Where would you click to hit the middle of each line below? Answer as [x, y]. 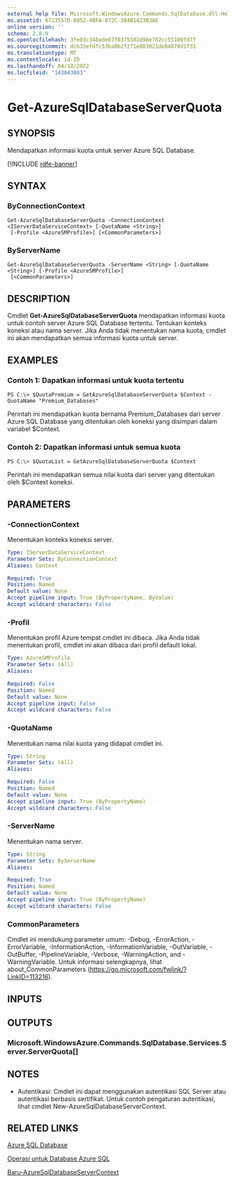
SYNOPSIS [31, 133]
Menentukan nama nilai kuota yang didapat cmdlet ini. [85, 743]
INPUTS [25, 999]
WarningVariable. [32, 962]
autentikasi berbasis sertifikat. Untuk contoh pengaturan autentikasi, [116, 1099]
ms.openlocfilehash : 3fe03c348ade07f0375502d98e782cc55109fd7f [102, 40]
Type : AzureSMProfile [39, 658]
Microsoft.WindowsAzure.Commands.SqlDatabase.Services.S [117, 1042]
